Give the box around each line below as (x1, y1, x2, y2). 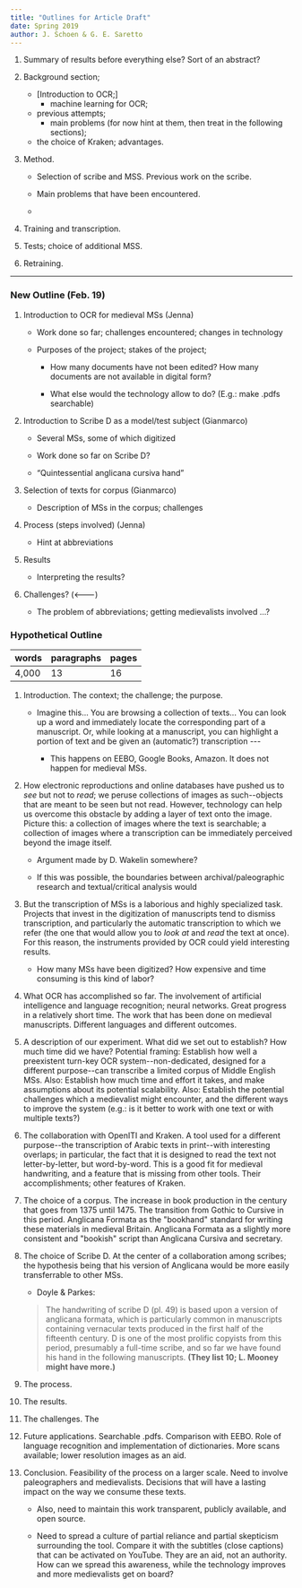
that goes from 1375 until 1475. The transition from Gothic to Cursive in (22, 1204, 285, 1215)
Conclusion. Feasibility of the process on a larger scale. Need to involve (22, 1467, 289, 1478)
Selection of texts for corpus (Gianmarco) (22, 485, 177, 496)
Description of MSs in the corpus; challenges (36, 502, 203, 513)
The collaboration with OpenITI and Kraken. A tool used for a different (22, 1130, 280, 1141)
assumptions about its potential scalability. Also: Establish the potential (22, 1083, 285, 1094)
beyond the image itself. (22, 837, 113, 848)
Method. (22, 154, 55, 165)
